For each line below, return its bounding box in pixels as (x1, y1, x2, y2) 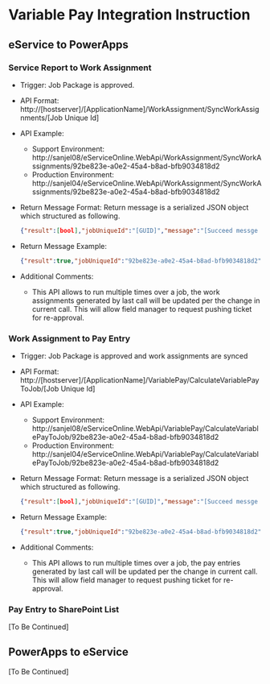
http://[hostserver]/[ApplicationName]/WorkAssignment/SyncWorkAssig (19, 104, 260, 114)
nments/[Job (19, 113, 63, 122)
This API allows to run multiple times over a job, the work (31, 287, 220, 296)
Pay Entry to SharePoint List (8, 603, 120, 615)
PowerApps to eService (8, 645, 129, 659)
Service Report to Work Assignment (8, 62, 152, 73)
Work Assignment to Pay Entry (8, 333, 131, 344)
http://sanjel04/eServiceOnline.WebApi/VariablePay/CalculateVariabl (31, 449, 260, 458)
